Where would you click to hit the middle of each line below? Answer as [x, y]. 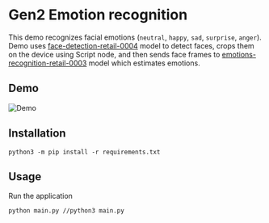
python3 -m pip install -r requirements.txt [84, 152]
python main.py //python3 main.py [67, 211]
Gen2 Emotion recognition [98, 15]
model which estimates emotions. [144, 63]
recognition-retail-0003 [48, 63]
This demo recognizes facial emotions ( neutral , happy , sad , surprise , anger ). [135, 37]
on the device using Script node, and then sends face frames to [114, 54]
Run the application [40, 196]
